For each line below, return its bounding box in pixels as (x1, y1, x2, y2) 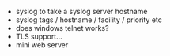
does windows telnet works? (15, 24, 109, 32)
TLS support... (15, 32, 63, 41)
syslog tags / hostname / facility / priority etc (15, 15, 162, 24)
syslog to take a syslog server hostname (15, 7, 148, 16)
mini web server (15, 40, 69, 50)
